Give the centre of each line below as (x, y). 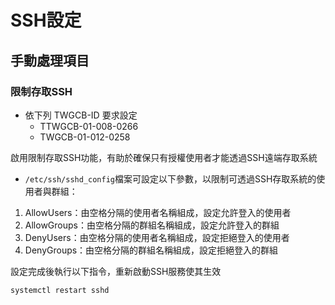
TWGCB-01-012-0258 (85, 137)
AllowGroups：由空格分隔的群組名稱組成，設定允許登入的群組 (152, 225)
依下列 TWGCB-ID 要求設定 (81, 115)
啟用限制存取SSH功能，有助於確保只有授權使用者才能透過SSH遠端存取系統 (164, 157)
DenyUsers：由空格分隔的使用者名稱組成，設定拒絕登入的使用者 (157, 237)
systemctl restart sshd (60, 290)
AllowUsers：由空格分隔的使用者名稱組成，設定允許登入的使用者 (158, 212)
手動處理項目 (50, 60)
